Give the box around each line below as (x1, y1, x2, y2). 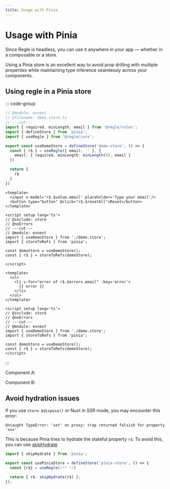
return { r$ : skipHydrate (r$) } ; (10, 475, 81, 480)
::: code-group (5, 100, 36, 107)
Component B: (5, 379, 36, 385)
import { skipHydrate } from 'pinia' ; (5, 451, 88, 456)
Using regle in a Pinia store (5, 87, 92, 96)
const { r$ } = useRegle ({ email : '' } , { (10, 148, 101, 153)
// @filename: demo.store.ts (5, 115, 67, 120)
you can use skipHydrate (5, 442, 58, 448)
